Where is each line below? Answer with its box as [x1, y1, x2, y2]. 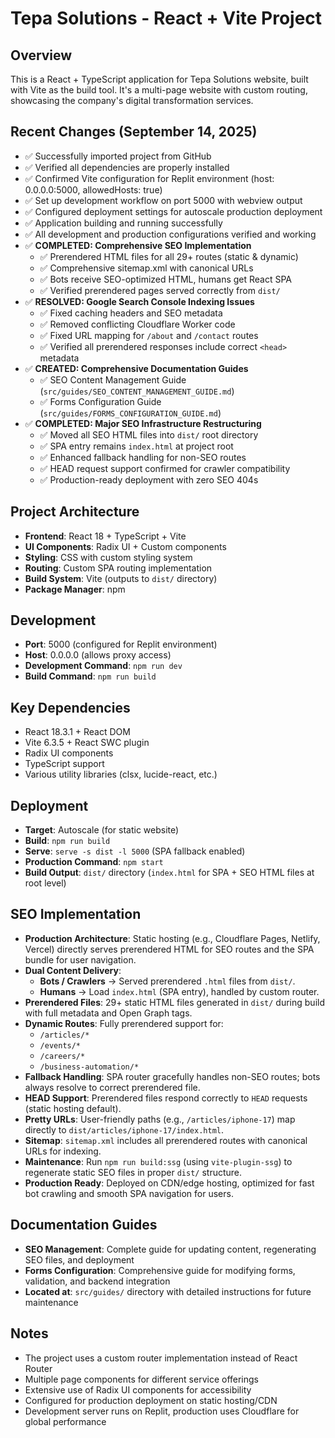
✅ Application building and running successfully [24, 217, 223, 229]
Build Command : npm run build [24, 670, 157, 682]
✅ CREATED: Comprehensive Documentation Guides [24, 362, 249, 374]
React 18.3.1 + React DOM [24, 726, 131, 738]
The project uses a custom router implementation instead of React [24, 1352, 298, 1364]
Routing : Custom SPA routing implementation [24, 562, 213, 574]
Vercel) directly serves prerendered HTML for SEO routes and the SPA [24, 943, 315, 955]
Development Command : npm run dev [24, 660, 183, 672]
